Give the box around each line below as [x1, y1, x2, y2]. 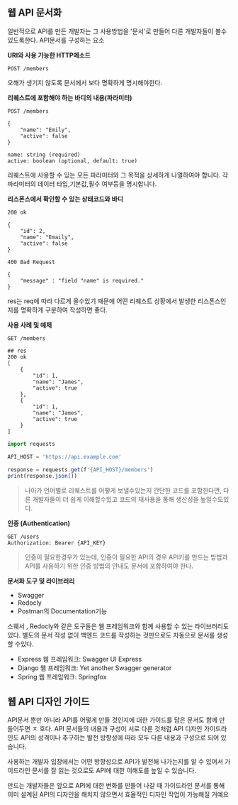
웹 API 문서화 [7, 6, 62, 19]
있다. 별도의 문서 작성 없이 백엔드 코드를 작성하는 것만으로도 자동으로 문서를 [7, 631, 215, 640]
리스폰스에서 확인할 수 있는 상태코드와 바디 [7, 195, 124, 203]
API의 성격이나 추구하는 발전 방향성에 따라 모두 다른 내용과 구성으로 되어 [20, 733, 220, 742]
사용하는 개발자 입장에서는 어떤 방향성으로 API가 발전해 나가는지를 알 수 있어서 [7, 757, 223, 766]
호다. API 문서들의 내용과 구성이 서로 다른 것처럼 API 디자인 [39, 725, 203, 733]
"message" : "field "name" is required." [20, 277, 144, 284]
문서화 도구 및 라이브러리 [7, 577, 75, 586]
